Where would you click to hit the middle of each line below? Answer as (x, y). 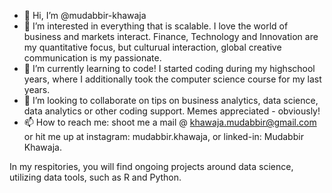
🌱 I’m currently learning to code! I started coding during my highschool (169, 68)
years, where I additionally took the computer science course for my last (172, 79)
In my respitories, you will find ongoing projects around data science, (151, 166)
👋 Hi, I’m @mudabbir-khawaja (85, 15)
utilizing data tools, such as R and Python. (95, 177)
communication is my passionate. (92, 58)
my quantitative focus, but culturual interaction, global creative (152, 47)
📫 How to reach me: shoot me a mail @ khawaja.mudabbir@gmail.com (170, 122)
